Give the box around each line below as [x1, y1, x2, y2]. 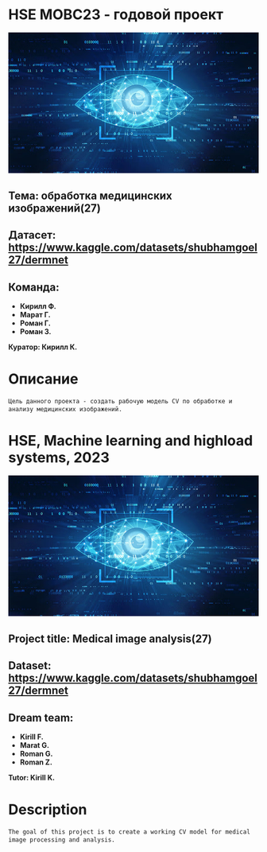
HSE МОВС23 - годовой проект [8, 6, 224, 24]
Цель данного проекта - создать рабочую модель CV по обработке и [8, 397, 233, 405]
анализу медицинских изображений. [8, 405, 123, 413]
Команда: [8, 280, 60, 294]
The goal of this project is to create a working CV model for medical [8, 827, 250, 836]
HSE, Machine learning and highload [8, 432, 253, 450]
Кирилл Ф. [19, 302, 57, 311]
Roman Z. [19, 757, 53, 767]
